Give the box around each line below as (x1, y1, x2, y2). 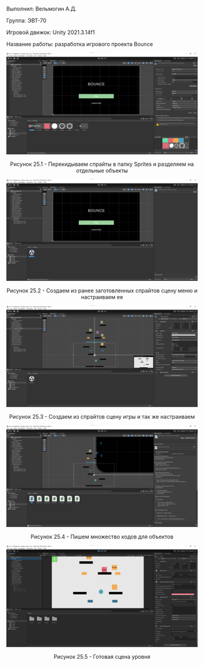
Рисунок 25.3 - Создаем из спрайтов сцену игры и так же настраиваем (8, 413, 195, 421)
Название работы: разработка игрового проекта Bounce (6, 41, 154, 47)
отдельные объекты (75, 166, 129, 174)
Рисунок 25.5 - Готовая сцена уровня (53, 653, 151, 660)
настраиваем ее (81, 293, 123, 300)
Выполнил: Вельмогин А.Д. (6, 5, 77, 12)
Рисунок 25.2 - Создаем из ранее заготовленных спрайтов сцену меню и (6, 287, 198, 294)
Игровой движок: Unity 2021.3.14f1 (6, 29, 95, 36)
